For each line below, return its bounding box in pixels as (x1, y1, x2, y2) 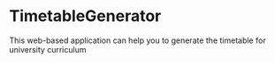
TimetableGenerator (9, 6, 162, 26)
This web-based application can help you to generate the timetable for (9, 35, 267, 45)
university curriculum (9, 44, 87, 54)
